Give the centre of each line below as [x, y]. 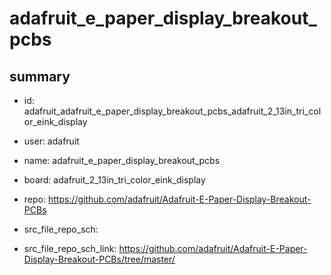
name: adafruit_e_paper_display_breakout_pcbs [122, 160]
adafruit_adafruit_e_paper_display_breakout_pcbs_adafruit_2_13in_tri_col [172, 111]
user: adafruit [51, 141]
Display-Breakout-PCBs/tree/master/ [99, 259]
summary [40, 76]
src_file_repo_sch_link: [70, 248]
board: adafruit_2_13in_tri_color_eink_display [114, 180]
